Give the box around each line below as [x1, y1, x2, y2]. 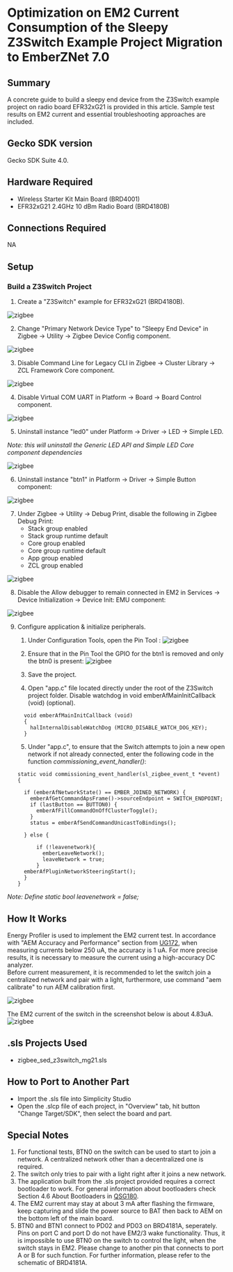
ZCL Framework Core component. [17, 367, 115, 375]
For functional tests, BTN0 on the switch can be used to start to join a [17, 1148, 216, 1156]
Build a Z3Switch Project [7, 282, 93, 291]
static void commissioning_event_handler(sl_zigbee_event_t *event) [17, 771, 220, 778]
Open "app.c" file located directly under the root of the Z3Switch [27, 684, 214, 693]
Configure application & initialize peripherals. [17, 622, 146, 631]
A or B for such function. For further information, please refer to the [17, 1251, 211, 1259]
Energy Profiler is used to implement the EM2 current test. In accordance [7, 931, 216, 940]
